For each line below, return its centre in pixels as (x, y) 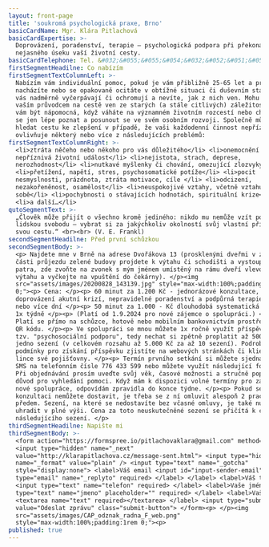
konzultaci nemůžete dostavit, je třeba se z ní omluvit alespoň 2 (130, 396)
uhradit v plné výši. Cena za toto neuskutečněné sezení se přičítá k (136, 411)
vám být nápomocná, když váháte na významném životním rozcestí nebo (134, 113)
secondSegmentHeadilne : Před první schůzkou (84, 240)
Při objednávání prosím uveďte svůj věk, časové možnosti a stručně (132, 374)
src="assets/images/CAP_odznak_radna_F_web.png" (98, 515)
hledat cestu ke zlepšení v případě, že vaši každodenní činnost (127, 128)
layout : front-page (41, 16)
